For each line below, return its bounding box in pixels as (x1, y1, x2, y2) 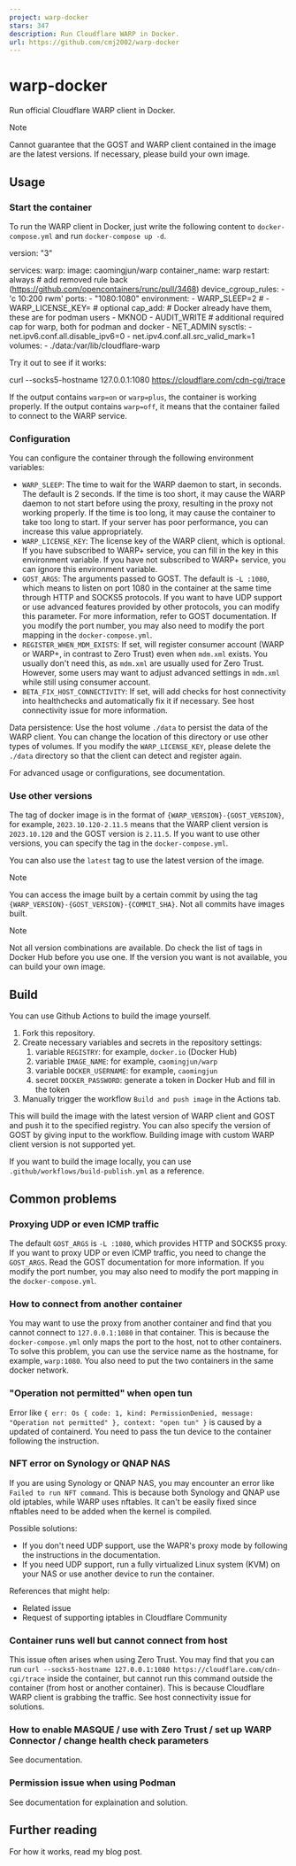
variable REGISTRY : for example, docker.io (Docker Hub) (34, 1047, 238, 1057)
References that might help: (9, 1585, 110, 1596)
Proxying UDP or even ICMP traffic (9, 1218, 160, 1230)
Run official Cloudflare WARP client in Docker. (9, 105, 176, 116)
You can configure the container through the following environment (9, 453, 254, 463)
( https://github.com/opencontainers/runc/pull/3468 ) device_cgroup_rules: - (9, 283, 285, 294)
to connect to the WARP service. (9, 410, 128, 421)
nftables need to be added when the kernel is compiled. (9, 1506, 212, 1516)
